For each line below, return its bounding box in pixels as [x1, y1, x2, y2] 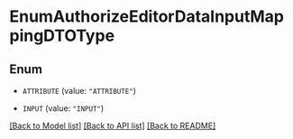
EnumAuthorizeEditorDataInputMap [9, 6, 285, 27]
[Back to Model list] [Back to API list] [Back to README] [9, 120, 216, 131]
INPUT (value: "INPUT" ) [22, 103, 105, 114]
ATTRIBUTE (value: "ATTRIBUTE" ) [22, 86, 137, 96]
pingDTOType [9, 25, 115, 46]
